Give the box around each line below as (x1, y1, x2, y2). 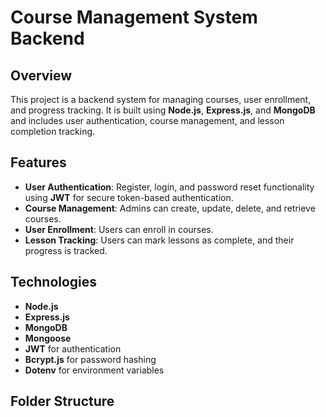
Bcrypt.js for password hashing (24, 353, 157, 365)
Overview (10, 67, 73, 84)
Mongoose (24, 332, 72, 344)
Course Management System (10, 6, 258, 29)
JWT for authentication (24, 342, 122, 355)
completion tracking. (10, 126, 96, 137)
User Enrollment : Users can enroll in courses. (24, 223, 214, 235)
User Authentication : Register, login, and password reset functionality (24, 181, 315, 193)
